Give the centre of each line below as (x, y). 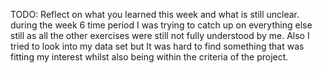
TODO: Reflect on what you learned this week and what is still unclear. (155, 14)
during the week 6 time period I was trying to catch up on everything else (161, 25)
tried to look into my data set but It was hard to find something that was (157, 46)
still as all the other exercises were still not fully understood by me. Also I (160, 35)
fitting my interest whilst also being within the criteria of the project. (149, 57)
